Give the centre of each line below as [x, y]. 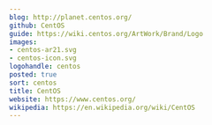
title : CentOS [35, 91]
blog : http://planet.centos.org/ [71, 17]
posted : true [33, 75]
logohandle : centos [45, 67]
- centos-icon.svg [43, 58]
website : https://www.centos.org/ [73, 99]
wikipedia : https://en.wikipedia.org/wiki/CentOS [102, 107]
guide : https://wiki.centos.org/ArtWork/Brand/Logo [106, 33]
